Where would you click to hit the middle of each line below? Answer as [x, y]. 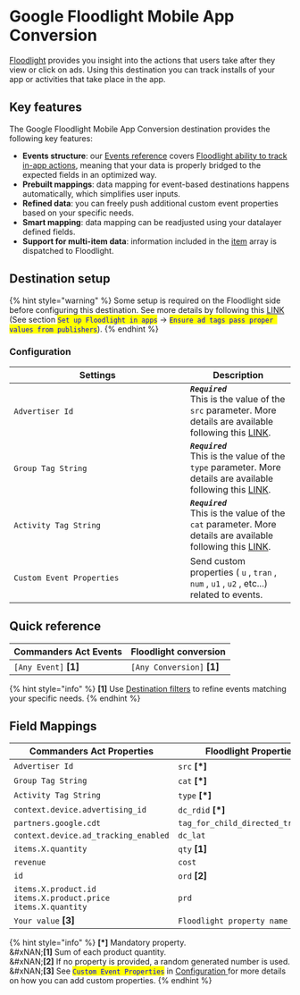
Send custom [218, 561]
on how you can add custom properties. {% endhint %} [111, 981]
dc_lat [192, 836]
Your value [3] [44, 921]
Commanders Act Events [68, 652]
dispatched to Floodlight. [68, 250]
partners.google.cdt [57, 823]
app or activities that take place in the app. [87, 79]
